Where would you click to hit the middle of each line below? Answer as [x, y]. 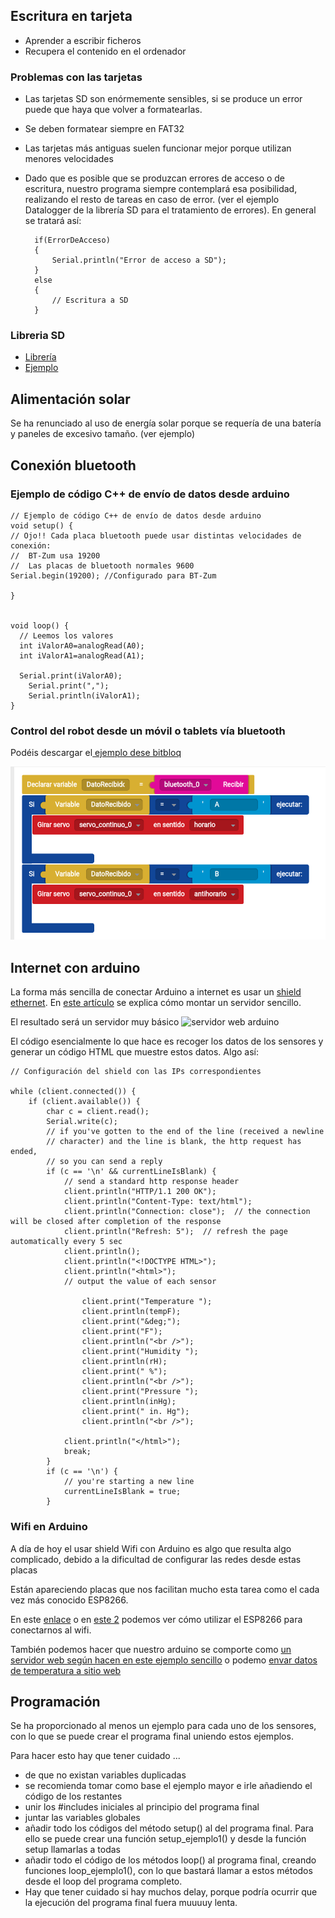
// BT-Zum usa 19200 [55, 555]
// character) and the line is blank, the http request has [174, 1142]
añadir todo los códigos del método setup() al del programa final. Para [169, 1828]
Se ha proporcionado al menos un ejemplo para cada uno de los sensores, [163, 1726]
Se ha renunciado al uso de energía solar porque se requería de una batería [166, 423]
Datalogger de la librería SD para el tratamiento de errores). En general [170, 210]
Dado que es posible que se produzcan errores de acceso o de [155, 178]
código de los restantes [73, 1796]
